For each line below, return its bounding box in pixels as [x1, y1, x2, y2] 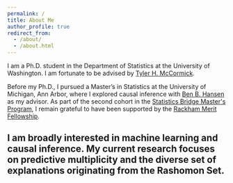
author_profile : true [7, 23, 70, 30]
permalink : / [7, 10, 45, 17]
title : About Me [7, 17, 54, 24]
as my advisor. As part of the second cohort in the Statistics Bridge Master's [7, 97, 226, 105]
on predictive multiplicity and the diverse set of [7, 154, 217, 166]
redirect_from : [7, 29, 51, 37]
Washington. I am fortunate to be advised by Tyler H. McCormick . [7, 69, 195, 77]
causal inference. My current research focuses [7, 143, 216, 155]
